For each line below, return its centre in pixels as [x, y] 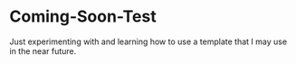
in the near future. [43, 50]
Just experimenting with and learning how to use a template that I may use [148, 41]
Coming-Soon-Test [83, 17]
